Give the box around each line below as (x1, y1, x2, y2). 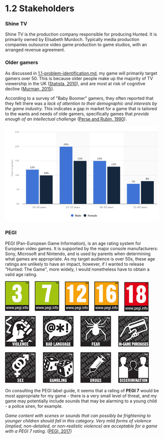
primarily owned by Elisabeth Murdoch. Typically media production (5, 37, 140, 42)
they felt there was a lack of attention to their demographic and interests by (5, 100, 158, 106)
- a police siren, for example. (5, 403, 63, 409)
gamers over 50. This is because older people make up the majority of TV (5, 75, 153, 81)
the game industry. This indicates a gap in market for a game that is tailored (5, 105, 157, 111)
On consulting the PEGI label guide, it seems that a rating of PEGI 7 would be (5, 387, 159, 393)
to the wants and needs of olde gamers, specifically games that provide (5, 111, 149, 117)
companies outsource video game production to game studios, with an (5, 42, 147, 48)
